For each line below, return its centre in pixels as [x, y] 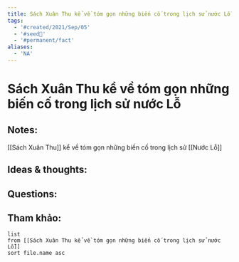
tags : [15, 21]
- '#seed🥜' [30, 34]
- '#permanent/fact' [44, 41]
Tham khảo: [34, 218]
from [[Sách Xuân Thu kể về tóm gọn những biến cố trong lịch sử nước [114, 241]
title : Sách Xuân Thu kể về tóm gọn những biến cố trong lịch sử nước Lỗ [119, 14]
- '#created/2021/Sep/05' [52, 27]
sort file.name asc [36, 253]
